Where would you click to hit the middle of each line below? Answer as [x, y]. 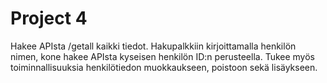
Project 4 [49, 18]
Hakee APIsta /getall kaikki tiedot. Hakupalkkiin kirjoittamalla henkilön [153, 46]
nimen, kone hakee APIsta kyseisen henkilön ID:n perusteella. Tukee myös [162, 56]
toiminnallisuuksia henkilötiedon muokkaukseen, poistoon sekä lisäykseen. [164, 67]
